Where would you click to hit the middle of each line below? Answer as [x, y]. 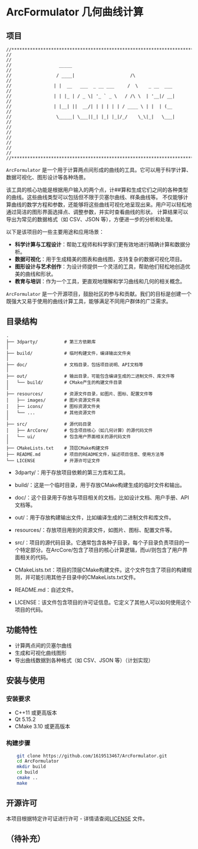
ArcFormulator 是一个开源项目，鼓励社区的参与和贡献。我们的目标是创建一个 [99, 294]
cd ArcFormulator [38, 761]
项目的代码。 [30, 609]
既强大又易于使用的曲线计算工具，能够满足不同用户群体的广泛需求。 [89, 301]
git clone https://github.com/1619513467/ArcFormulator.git [92, 756]
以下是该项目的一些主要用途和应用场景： [55, 232]
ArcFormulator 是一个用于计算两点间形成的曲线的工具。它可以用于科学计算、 [99, 170]
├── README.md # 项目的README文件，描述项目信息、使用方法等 [85, 454]
